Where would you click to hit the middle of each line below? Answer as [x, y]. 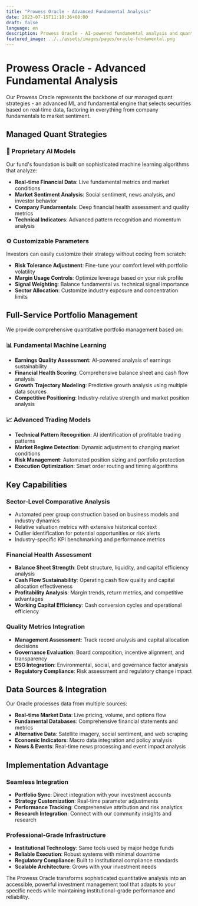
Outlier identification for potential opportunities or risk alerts [87, 533]
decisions [26, 646]
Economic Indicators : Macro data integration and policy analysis [93, 740]
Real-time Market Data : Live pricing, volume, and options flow [90, 715]
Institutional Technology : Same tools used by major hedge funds [94, 848]
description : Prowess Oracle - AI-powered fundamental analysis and [92, 34]
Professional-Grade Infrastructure [56, 835]
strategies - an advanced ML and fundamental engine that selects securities [99, 103]
